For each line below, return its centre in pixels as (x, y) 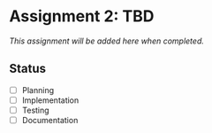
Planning (38, 90)
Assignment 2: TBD (82, 16)
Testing (36, 110)
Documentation (50, 120)
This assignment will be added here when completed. (107, 41)
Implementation (50, 100)
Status (28, 69)
